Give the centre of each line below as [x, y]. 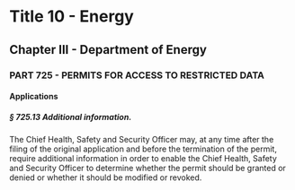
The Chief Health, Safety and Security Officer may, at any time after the [142, 140]
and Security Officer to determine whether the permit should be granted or [147, 168]
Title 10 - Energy [72, 17]
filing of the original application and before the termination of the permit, [143, 149]
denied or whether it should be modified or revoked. [106, 177]
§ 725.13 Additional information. [71, 117]
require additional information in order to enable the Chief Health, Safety [143, 159]
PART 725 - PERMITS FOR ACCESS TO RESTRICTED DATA [137, 75]
